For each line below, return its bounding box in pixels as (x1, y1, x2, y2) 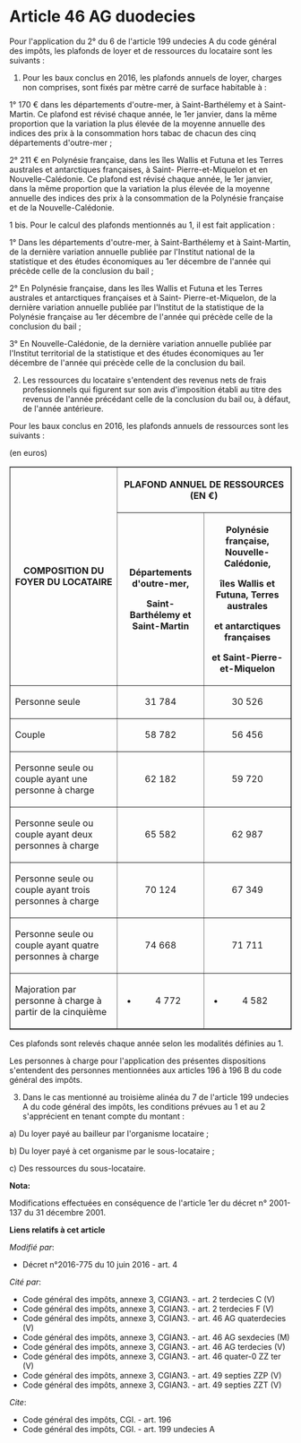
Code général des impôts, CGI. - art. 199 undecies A (21, 1423, 215, 1434)
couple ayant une (14, 772, 88, 785)
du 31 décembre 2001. (23, 1207, 107, 1217)
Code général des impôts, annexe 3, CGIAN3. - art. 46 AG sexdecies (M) (21, 1332, 290, 1343)
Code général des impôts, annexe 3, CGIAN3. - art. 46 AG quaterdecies (21, 1312, 287, 1323)
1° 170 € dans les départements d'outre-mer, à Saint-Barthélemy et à (9, 99, 262, 109)
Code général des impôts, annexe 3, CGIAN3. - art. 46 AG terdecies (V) (21, 1341, 286, 1352)
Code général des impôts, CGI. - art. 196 (21, 1413, 172, 1425)
